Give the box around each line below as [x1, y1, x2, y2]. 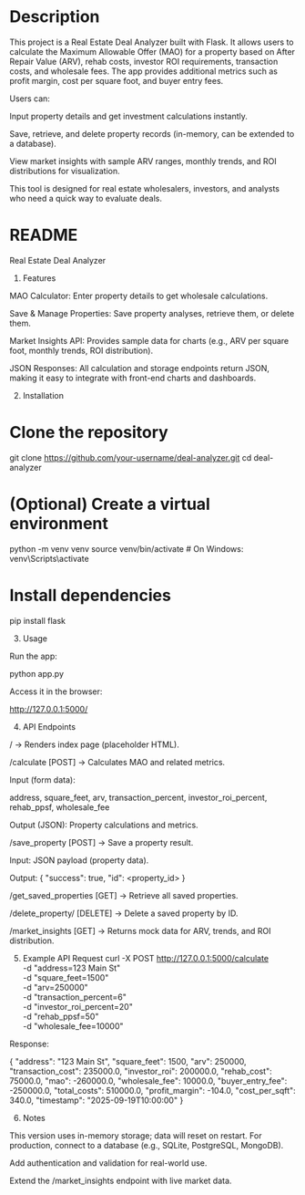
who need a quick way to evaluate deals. [9, 192, 162, 203]
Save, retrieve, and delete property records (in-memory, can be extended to [9, 128, 295, 139]
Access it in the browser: [9, 686, 103, 697]
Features [22, 272, 56, 284]
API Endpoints [22, 721, 76, 732]
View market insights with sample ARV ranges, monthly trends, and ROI [9, 155, 278, 166]
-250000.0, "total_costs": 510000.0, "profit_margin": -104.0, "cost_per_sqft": [9, 1085, 296, 1096]
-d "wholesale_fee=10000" [22, 1020, 125, 1032]
